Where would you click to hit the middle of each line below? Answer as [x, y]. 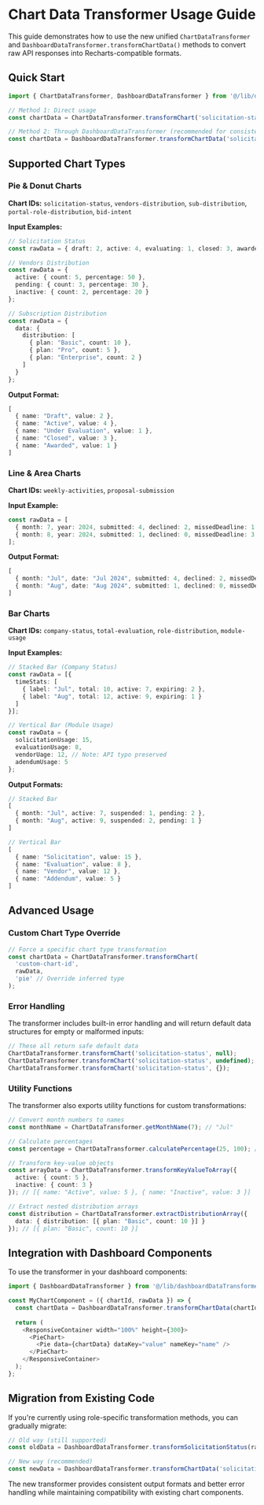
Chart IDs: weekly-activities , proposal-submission [91, 490]
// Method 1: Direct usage [52, 110]
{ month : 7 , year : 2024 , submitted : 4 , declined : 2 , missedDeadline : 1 [135, 527]
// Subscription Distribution [58, 313]
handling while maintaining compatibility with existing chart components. [126, 1492]
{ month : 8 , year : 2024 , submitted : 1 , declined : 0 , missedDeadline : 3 [135, 534]
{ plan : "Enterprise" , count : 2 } [86, 358]
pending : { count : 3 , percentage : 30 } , [82, 285]
